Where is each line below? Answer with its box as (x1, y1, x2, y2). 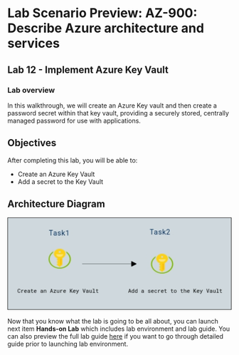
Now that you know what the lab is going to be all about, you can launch (7, 317, 218, 325)
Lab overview (7, 85, 55, 95)
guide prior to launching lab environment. (7, 339, 129, 348)
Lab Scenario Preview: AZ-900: (7, 5, 198, 21)
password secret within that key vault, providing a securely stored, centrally (7, 108, 230, 117)
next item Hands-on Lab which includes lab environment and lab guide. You (7, 324, 230, 333)
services (7, 36, 60, 51)
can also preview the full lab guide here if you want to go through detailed (7, 331, 224, 340)
